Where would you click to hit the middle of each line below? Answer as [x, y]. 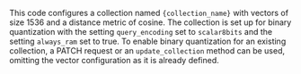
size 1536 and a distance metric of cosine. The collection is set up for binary [150, 22]
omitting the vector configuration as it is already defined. [115, 60]
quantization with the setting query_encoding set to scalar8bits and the [141, 32]
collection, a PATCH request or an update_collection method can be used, [147, 51]
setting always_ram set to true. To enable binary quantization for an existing [148, 41]
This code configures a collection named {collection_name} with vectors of [149, 13]
